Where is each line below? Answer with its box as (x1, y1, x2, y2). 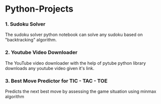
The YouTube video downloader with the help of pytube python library (5, 60, 146, 66)
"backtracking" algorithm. (5, 37, 57, 43)
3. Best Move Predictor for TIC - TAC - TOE (5, 77, 108, 84)
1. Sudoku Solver (5, 21, 45, 28)
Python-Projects (5, 3, 74, 15)
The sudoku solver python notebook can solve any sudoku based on (5, 32, 143, 37)
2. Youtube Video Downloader (5, 49, 78, 56)
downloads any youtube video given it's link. (5, 65, 95, 71)
